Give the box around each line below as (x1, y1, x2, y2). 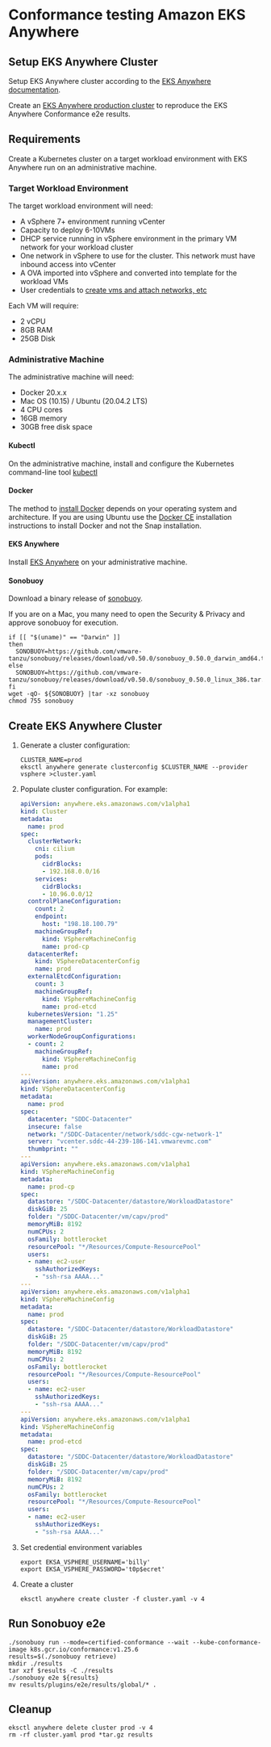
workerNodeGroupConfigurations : (27, 1033, 136, 1041)
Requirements (8, 132, 81, 146)
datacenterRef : (27, 950, 79, 958)
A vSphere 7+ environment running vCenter (19, 216, 165, 227)
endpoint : (35, 912, 68, 921)
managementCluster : (27, 1017, 93, 1026)
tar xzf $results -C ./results (8, 1666, 114, 1674)
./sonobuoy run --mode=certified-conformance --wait (8, 1638, 190, 1646)
